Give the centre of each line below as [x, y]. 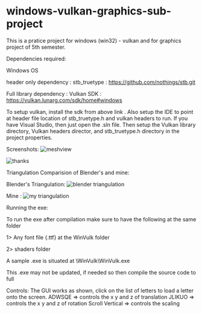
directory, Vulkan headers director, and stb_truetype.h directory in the [93, 131]
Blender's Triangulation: [36, 184]
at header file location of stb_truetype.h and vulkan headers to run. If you [97, 118]
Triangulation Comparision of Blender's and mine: [68, 172]
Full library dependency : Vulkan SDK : [54, 93]
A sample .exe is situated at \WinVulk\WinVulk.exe [68, 261]
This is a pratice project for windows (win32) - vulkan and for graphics [94, 40]
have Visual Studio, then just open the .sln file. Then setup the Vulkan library [101, 124]
